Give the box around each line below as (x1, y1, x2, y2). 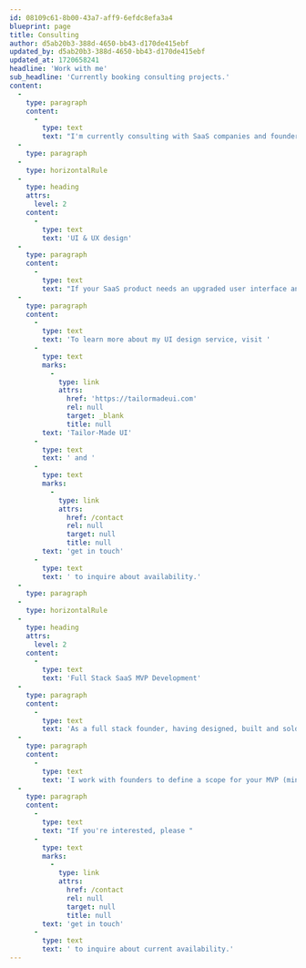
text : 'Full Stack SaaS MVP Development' (42, 674, 202, 683)
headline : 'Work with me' (9, 65, 107, 74)
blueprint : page (9, 22, 71, 31)
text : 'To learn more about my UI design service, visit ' (42, 335, 271, 344)
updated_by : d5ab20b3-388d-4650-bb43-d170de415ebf (9, 47, 206, 56)
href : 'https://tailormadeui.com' (66, 394, 198, 403)
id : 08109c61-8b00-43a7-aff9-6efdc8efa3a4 (9, 13, 173, 23)
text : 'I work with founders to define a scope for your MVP (42, 775, 280, 784)
